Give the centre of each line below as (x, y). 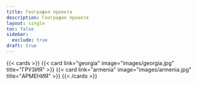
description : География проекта (47, 18)
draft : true (21, 46)
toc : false (20, 29)
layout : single (26, 23)
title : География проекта (39, 12)
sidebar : (17, 35)
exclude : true (30, 40)
